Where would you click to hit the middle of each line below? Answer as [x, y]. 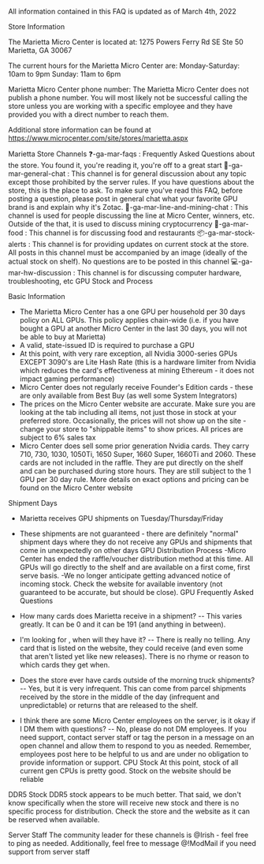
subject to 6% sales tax [58, 438]
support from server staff [49, 852]
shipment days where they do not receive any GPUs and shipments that [136, 542]
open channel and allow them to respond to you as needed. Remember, [136, 746]
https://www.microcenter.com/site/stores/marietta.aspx [98, 138]
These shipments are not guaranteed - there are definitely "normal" [129, 533]
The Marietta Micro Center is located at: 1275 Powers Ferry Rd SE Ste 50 [126, 42]
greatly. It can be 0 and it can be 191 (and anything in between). [123, 624]
